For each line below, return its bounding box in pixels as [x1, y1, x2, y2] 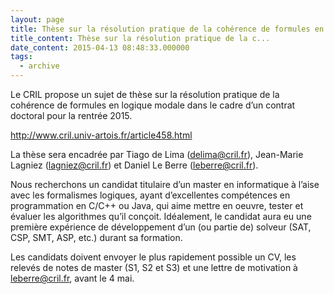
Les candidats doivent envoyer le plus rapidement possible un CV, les [10, 251, 297, 263]
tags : [10, 52, 33, 62]
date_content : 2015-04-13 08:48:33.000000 [10, 42, 190, 53]
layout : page [10, 14, 65, 25]
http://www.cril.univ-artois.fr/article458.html [10, 129, 193, 141]
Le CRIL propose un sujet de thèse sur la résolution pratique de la [10, 89, 280, 100]
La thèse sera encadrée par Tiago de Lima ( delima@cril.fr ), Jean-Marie [10, 149, 304, 160]
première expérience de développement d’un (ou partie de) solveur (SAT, [10, 221, 312, 233]
